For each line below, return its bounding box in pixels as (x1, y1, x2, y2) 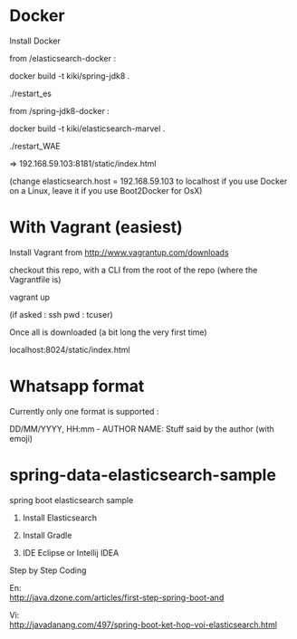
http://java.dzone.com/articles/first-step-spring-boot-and (9, 592, 225, 603)
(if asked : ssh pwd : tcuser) (9, 309, 113, 319)
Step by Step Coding (9, 565, 87, 576)
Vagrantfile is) (9, 273, 62, 285)
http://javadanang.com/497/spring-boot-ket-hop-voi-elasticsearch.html (9, 619, 278, 630)
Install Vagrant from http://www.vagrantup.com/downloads (9, 246, 229, 258)
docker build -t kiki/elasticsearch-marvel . (9, 123, 166, 134)
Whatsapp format (9, 377, 145, 396)
